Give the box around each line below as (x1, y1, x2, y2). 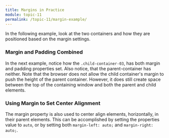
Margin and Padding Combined (5, 49, 83, 56)
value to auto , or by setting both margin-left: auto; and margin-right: (5, 122, 153, 128)
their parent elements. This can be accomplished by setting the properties (5, 116, 160, 122)
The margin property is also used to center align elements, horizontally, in (5, 111, 159, 117)
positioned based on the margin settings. (5, 36, 91, 42)
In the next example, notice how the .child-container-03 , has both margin (5, 60, 160, 66)
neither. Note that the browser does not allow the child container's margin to (5, 71, 164, 77)
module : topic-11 (5, 12, 42, 17)
